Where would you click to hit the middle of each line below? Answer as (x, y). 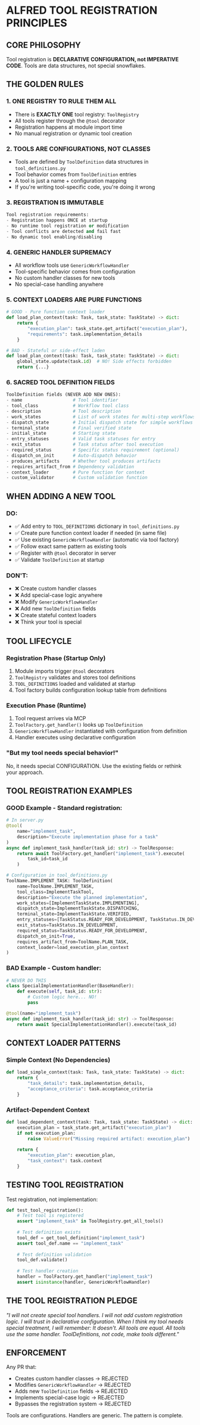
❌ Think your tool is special (48, 622)
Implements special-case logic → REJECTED (70, 1398)
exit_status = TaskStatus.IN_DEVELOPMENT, (68, 925)
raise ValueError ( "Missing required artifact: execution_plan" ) (109, 1138)
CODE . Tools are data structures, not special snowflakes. (76, 66)
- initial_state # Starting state (61, 433)
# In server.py (25, 820)
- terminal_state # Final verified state (69, 428)
